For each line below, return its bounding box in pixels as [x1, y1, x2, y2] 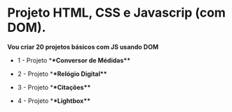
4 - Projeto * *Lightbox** [17, 96, 91, 105]
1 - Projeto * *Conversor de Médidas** [17, 56, 131, 64]
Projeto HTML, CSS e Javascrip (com [7, 5, 226, 21]
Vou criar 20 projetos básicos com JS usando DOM [7, 42, 159, 51]
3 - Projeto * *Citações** [17, 83, 91, 91]
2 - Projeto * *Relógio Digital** [17, 70, 107, 78]
